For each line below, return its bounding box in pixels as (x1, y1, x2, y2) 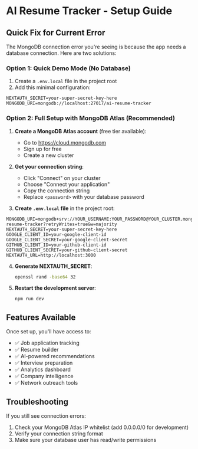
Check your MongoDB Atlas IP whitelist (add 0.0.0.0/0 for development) (14, 424, 189, 431)
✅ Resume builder (14, 346, 59, 353)
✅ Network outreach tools (14, 379, 78, 386)
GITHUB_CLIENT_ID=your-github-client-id (6, 242, 107, 248)
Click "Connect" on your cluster (23, 174, 101, 181)
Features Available (6, 312, 76, 322)
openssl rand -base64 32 (14, 274, 76, 280)
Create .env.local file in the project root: (14, 205, 115, 212)
